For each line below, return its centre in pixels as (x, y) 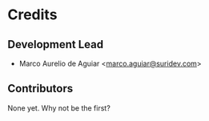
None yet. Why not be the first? (59, 108)
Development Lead (56, 44)
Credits (32, 15)
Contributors (40, 89)
